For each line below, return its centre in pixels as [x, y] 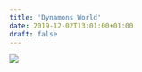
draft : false [33, 34]
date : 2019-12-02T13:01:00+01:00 [71, 26]
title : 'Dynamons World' [55, 17]
